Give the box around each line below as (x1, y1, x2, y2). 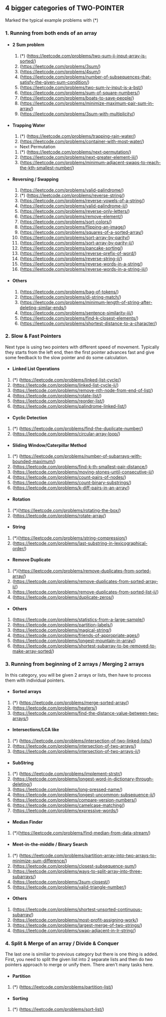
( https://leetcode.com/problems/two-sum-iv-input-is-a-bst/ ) (19, 84, 143, 90)
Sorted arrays (12, 689, 41, 695)
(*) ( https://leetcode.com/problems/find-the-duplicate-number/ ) (12, 426, 143, 432)
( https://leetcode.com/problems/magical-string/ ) (12, 627, 112, 633)
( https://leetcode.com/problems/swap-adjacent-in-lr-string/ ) (12, 927, 136, 933)
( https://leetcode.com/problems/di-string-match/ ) (19, 294, 122, 300)
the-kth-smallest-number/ (19, 165, 73, 171)
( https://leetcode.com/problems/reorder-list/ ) (12, 398, 105, 404)
